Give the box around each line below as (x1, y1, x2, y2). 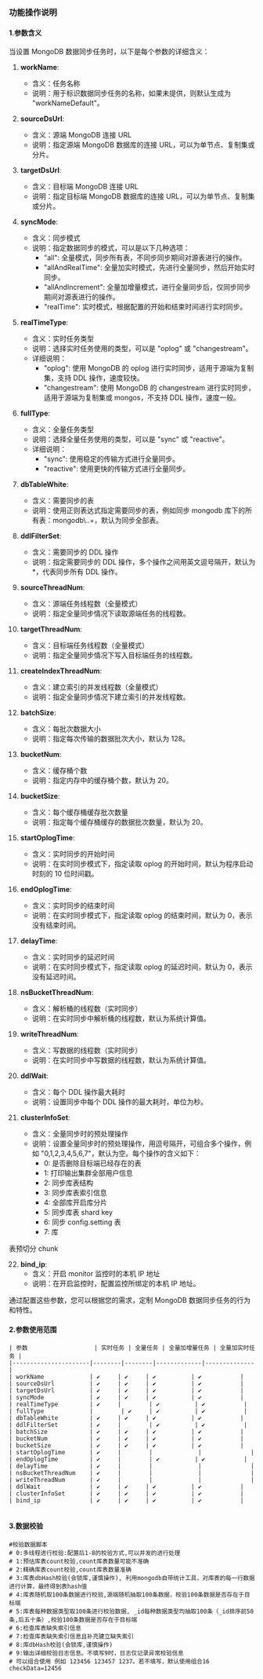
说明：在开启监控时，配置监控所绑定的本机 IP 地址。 (31, 1278, 200, 1289)
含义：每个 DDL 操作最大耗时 (31, 1088, 126, 1097)
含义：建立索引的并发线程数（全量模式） (31, 682, 163, 692)
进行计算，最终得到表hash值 (9, 1582, 88, 1590)
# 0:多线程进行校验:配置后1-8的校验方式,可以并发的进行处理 (9, 1549, 181, 1556)
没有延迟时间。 (31, 972, 81, 982)
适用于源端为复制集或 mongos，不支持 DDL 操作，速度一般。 (43, 393, 241, 402)
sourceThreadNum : (20, 583, 85, 592)
